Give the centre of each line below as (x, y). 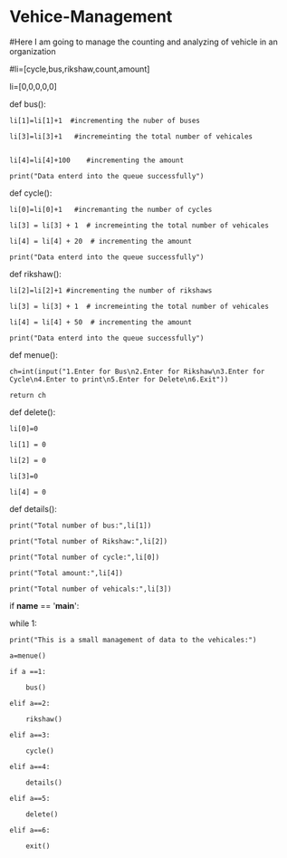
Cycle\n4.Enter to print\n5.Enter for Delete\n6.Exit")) (119, 379)
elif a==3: (30, 735)
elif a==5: (30, 798)
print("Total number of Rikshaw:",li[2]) (89, 541)
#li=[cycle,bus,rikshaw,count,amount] (80, 69)
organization (33, 51)
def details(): (33, 508)
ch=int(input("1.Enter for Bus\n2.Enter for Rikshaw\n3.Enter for (137, 371)
